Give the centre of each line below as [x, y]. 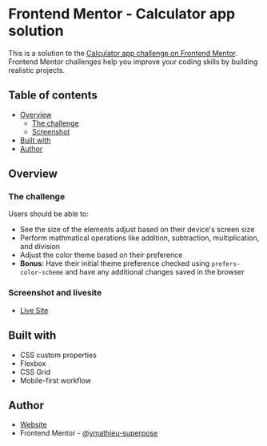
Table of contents [53, 96]
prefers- [226, 264]
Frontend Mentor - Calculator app [122, 14]
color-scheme [42, 273]
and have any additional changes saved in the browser [155, 272]
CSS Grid [35, 372]
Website [34, 424]
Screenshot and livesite [55, 293]
